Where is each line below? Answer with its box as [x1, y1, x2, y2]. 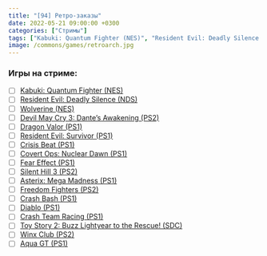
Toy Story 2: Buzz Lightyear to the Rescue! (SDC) [19, 221, 183, 230]
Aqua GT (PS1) [19, 238, 68, 248]
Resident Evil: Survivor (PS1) [19, 131, 114, 140]
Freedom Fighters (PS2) [19, 185, 99, 195]
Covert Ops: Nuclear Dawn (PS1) [19, 148, 128, 158]
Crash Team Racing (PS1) [19, 212, 104, 222]
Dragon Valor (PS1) [19, 121, 82, 132]
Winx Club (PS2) [19, 230, 74, 239]
